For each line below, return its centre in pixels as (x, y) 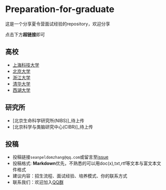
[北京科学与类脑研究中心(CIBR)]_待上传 (53, 127)
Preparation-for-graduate (60, 9)
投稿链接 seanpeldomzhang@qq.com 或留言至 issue (60, 157)
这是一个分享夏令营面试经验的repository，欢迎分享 (58, 24)
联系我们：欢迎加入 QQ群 (38, 182)
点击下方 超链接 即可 (25, 34)
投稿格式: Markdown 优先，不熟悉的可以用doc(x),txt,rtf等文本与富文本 (85, 163)
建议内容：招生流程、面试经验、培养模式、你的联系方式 (70, 176)
